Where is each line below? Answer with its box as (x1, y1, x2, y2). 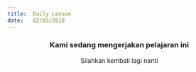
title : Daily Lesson (7, 10, 72, 18)
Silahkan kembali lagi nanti (80, 56, 158, 64)
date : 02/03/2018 (7, 17, 65, 24)
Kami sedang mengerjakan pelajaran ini (49, 40, 190, 50)
